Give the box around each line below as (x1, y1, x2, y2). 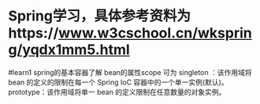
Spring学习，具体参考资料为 (8, 7, 191, 25)
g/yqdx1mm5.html (8, 41, 130, 59)
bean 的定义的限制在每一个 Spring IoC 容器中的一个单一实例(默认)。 (8, 77, 228, 87)
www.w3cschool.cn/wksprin (58, 24, 252, 42)
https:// (8, 24, 59, 42)
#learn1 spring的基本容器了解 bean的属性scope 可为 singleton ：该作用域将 (8, 67, 252, 77)
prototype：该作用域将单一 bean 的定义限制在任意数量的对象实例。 (8, 87, 226, 96)
